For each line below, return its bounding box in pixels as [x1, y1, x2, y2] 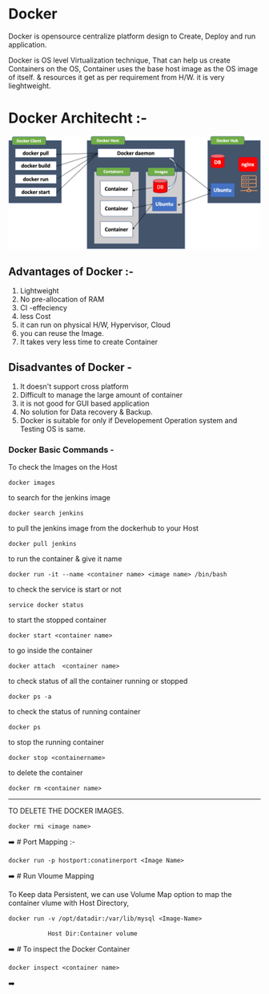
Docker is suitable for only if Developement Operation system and [19, 415, 238, 425]
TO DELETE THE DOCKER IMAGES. [8, 806, 124, 816]
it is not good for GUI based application [19, 398, 150, 408]
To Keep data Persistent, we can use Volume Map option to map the [8, 890, 232, 899]
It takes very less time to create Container [19, 337, 159, 347]
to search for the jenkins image [8, 493, 110, 503]
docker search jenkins [8, 510, 84, 518]
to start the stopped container [8, 615, 106, 625]
